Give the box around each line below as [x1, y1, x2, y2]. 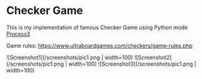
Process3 [6, 30, 30, 37]
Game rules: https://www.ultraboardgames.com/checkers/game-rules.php [6, 42, 193, 49]
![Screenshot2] [134, 53, 172, 61]
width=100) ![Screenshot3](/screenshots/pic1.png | [68, 60, 197, 67]
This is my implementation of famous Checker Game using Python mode [6, 24, 188, 31]
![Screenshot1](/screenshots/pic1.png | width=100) [6, 53, 133, 61]
